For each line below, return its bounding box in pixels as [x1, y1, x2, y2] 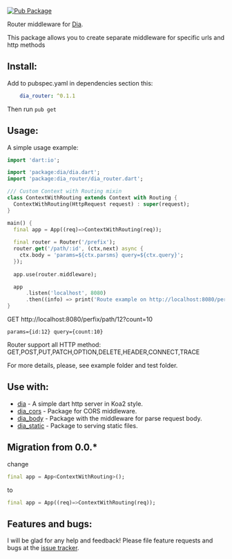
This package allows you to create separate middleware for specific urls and [7, 34, 225, 41]
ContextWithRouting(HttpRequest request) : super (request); [13, 200, 190, 208]
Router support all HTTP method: [7, 341, 101, 349]
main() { [7, 219, 32, 226]
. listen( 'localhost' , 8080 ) [25, 290, 107, 297]
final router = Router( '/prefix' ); [13, 239, 116, 246]
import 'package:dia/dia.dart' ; [7, 169, 100, 176]
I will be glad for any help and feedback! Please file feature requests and [7, 536, 213, 545]
